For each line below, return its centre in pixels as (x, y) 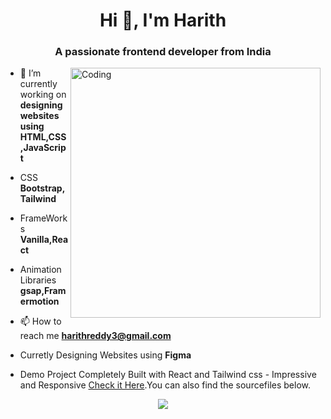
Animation (40, 270)
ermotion (39, 301)
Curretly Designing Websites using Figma (105, 355)
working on (43, 95)
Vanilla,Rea (44, 240)
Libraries (38, 280)
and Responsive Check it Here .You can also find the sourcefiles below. (165, 385)
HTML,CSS (43, 137)
